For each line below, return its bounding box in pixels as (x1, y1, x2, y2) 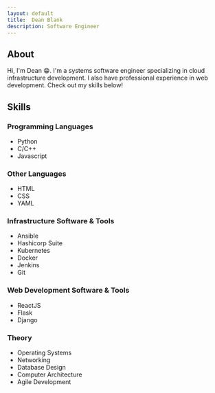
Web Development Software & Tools (7, 286, 130, 295)
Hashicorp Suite (16, 239, 63, 247)
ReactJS (16, 301, 41, 309)
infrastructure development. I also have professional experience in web (7, 74, 208, 82)
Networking (16, 356, 51, 364)
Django (16, 315, 38, 324)
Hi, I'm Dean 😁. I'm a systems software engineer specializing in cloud (7, 67, 205, 75)
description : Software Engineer (7, 23, 100, 30)
